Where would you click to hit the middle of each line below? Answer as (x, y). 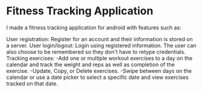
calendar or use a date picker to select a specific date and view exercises (97, 77)
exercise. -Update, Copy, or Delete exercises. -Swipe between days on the (99, 70)
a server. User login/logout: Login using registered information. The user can (101, 45)
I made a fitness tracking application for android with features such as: (94, 27)
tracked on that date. (32, 83)
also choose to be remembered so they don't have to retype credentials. (96, 51)
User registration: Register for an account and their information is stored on (99, 39)
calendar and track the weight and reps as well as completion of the (90, 65)
